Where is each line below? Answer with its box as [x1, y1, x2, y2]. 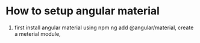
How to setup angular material [5, 4, 160, 18]
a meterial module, [14, 30, 61, 37]
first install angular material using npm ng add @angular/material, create [14, 24, 194, 31]
